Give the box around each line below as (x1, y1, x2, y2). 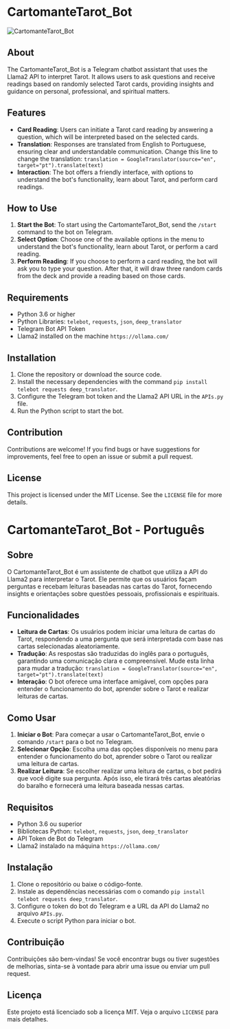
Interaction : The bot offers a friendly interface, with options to (16, 168, 194, 176)
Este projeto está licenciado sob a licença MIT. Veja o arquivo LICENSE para (7, 1008, 218, 1016)
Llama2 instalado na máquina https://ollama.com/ (16, 842, 160, 850)
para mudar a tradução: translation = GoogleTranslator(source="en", (16, 664, 218, 672)
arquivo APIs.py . (16, 909, 64, 917)
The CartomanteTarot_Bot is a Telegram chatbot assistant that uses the (7, 65, 208, 73)
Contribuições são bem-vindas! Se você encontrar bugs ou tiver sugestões (7, 955, 220, 963)
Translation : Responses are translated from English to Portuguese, (16, 140, 207, 148)
